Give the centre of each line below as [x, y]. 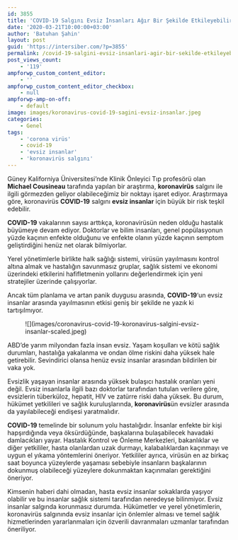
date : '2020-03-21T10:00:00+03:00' [60, 27]
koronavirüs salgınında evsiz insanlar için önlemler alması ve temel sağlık [113, 514]
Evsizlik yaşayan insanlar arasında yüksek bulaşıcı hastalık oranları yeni [111, 381]
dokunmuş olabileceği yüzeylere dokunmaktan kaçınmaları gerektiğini [109, 470]
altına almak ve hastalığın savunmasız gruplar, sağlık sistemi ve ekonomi [113, 266]
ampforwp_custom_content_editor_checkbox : [71, 86]
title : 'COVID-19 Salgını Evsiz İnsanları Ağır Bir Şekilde [98, 21]
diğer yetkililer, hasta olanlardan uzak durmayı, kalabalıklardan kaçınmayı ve [118, 447]
